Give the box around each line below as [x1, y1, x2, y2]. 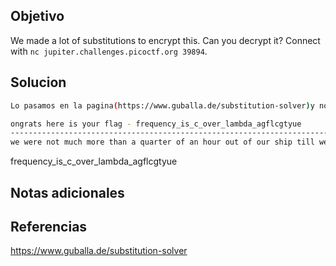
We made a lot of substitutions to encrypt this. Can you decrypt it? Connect [10, 34, 321, 46]
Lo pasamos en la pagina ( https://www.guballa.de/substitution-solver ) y [10, 100, 315, 111]
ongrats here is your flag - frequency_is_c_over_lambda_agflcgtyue [10, 119, 302, 129]
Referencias [10, 218, 88, 235]
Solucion [10, 74, 67, 91]
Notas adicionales [10, 184, 125, 201]
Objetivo [10, 8, 65, 25]
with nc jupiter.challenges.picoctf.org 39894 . [10, 45, 208, 57]
